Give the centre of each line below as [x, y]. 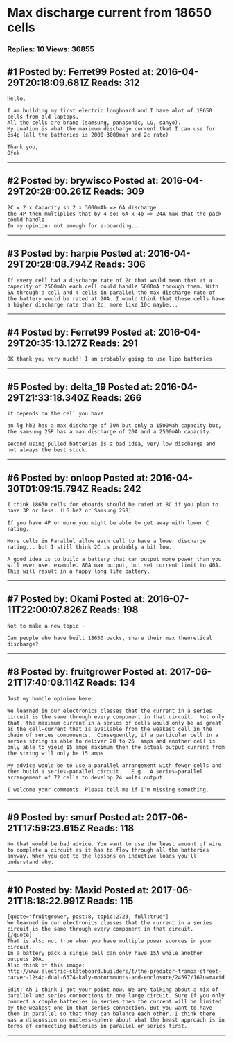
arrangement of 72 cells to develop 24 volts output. [87, 777]
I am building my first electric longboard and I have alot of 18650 [110, 110]
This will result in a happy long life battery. [79, 571]
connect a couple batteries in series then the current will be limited [114, 1002]
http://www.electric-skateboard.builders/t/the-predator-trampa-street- [114, 972]
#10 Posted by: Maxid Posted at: [78, 890]
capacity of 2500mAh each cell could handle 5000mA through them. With [113, 286]
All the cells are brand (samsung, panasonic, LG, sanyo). [94, 123]
